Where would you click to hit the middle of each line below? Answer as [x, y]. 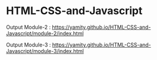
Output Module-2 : [29, 27]
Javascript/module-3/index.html [45, 51]
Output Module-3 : [29, 45]
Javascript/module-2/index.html [45, 33]
